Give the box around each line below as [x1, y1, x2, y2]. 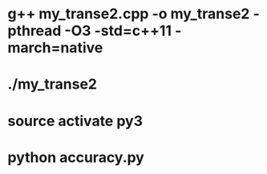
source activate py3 [7, 112, 144, 130]
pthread [7, 22, 62, 40]
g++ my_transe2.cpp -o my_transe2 [7, 5, 250, 23]
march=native [7, 39, 103, 57]
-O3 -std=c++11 [64, 22, 172, 40]
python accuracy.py [7, 148, 145, 166]
